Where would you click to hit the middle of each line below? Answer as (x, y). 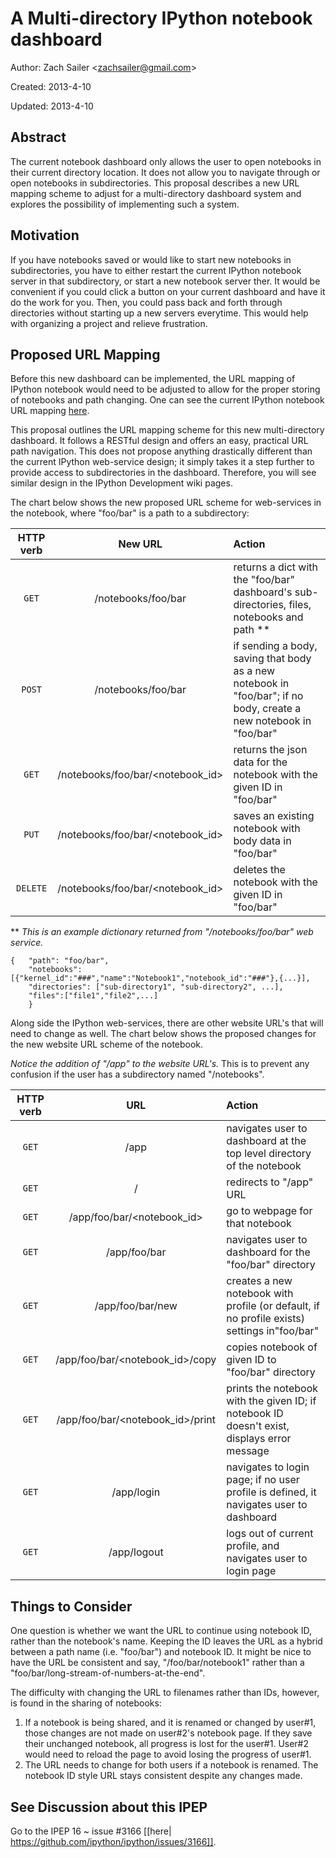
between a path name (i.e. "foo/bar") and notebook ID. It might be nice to (161, 1652)
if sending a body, (275, 646)
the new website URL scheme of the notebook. (107, 1044)
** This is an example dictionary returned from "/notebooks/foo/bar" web (162, 932)
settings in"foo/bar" (273, 1331)
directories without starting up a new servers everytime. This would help (159, 313)
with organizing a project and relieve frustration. (109, 323)
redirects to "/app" (270, 1182)
